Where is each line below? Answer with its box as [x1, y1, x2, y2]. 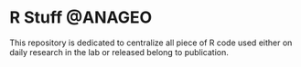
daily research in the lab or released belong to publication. [9, 46, 229, 57]
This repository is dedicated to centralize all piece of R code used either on [9, 37, 293, 48]
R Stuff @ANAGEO [9, 7, 153, 28]
